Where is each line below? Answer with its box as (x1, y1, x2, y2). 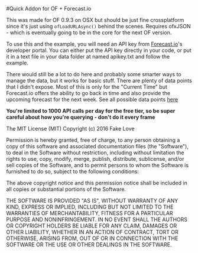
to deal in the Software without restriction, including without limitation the (6, 149, 184, 156)
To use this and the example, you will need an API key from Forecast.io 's (6, 41, 183, 47)
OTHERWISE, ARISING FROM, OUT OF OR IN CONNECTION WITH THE (6, 235, 178, 242)
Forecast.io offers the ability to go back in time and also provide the (6, 90, 170, 96)
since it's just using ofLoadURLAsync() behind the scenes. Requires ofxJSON (6, 23, 191, 30)
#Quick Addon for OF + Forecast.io (6, 5, 92, 12)
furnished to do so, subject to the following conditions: (6, 168, 139, 175)
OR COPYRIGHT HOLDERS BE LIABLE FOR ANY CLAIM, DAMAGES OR (6, 222, 177, 229)
